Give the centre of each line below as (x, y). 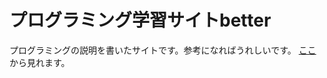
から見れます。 (40, 62)
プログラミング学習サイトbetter (140, 20)
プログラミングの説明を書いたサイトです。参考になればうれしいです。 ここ (163, 50)
